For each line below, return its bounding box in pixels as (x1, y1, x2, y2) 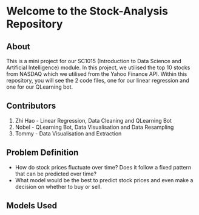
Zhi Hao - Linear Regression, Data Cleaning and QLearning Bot (15, 117, 172, 124)
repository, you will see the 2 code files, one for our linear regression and (6, 77, 189, 84)
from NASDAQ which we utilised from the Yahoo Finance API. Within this (6, 70, 187, 77)
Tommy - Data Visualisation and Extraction (15, 129, 122, 137)
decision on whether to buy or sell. (15, 183, 102, 190)
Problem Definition (6, 148, 79, 158)
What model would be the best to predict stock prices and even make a (15, 176, 194, 183)
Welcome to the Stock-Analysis (6, 4, 169, 18)
